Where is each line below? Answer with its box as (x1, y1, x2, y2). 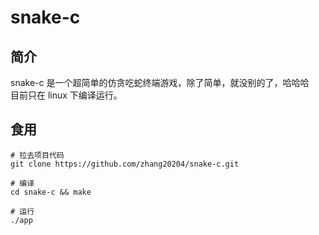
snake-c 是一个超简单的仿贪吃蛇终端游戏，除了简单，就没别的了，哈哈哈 (10, 77, 310, 88)
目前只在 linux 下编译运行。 (10, 89, 123, 101)
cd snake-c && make (10, 187, 92, 197)
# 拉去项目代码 (10, 150, 65, 160)
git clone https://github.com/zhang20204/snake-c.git (10, 159, 240, 169)
